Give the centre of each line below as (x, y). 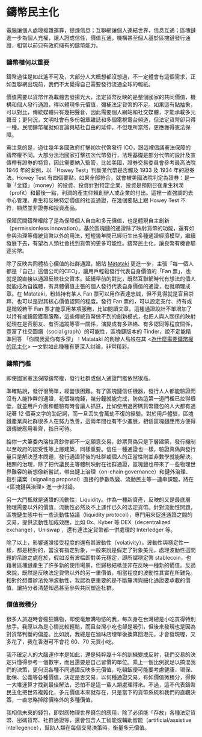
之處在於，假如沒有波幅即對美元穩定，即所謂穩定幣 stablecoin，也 (109, 557)
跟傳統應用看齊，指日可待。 (41, 428)
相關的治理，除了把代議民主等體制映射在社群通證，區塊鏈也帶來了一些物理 (98, 464)
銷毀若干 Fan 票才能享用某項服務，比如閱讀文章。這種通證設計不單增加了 (102, 309)
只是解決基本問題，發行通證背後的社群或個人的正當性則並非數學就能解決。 (103, 457)
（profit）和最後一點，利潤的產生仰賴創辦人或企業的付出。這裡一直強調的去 (100, 193)
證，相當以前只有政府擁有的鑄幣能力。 (54, 45)
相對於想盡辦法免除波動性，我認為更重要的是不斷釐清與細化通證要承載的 (96, 580)
